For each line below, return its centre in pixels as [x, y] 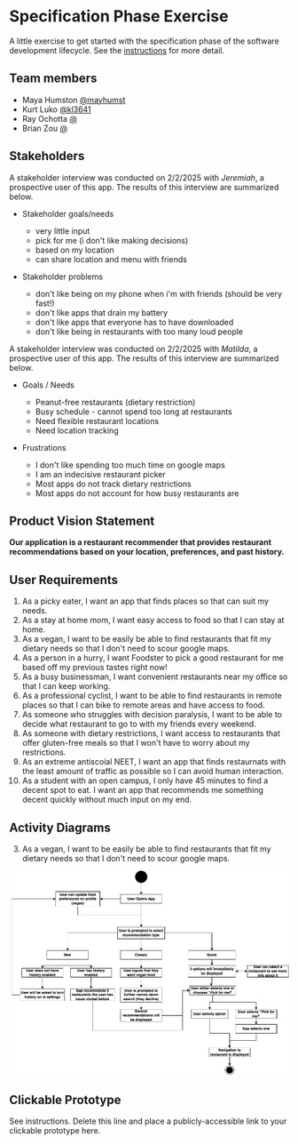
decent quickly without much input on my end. [107, 800]
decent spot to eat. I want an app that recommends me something [143, 790]
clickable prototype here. [55, 1131]
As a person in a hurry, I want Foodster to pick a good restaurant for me [153, 658]
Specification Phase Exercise [119, 16]
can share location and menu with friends [111, 259]
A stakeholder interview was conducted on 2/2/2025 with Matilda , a [133, 348]
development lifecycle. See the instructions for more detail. [117, 50]
